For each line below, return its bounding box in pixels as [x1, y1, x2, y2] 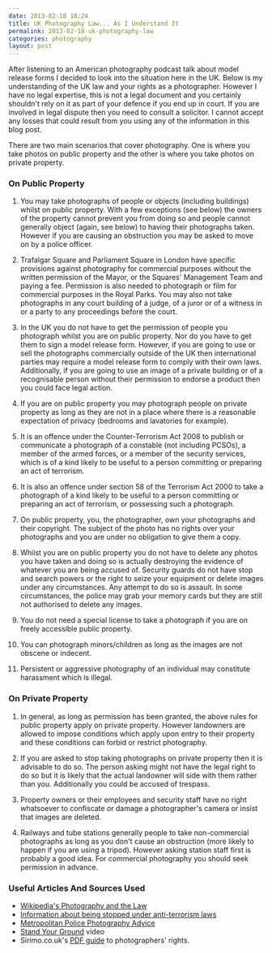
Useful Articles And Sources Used [8, 882, 146, 894]
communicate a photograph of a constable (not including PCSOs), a [19, 440, 247, 451]
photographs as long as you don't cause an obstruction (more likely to [19, 836, 255, 846]
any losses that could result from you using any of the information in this [8, 116, 249, 126]
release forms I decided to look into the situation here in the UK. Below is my [8, 73, 263, 83]
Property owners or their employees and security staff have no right [19, 795, 247, 804]
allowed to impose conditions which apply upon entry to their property [19, 728, 255, 739]
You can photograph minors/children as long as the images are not [19, 640, 243, 649]
